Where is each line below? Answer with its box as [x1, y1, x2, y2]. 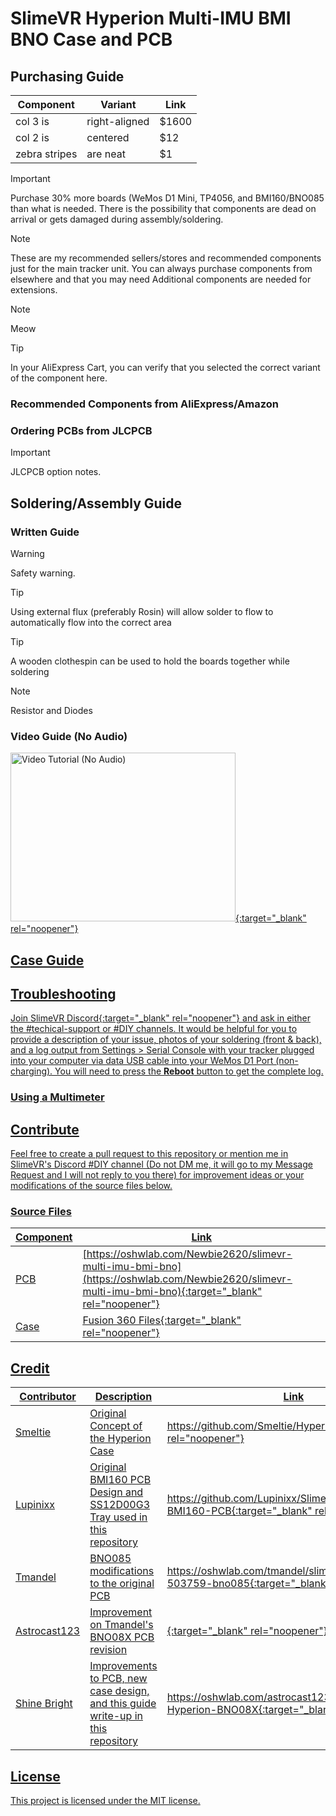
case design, [89, 1684, 150, 1698]
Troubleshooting [10, 985, 117, 1002]
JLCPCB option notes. [10, 466, 102, 478]
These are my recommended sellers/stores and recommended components [10, 252, 322, 264]
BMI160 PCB [89, 1473, 152, 1487]
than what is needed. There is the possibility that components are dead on [10, 203, 317, 214]
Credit [10, 1360, 50, 1377]
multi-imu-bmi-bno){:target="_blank [82, 1285, 258, 1299]
